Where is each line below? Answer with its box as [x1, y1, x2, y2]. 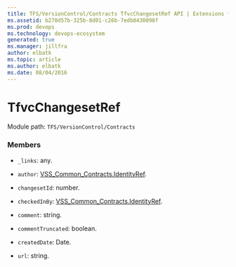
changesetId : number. [17, 183, 80, 192]
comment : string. [17, 210, 62, 219]
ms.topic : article [7, 56, 61, 63]
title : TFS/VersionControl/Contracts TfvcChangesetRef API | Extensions [7, 10, 225, 18]
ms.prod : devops [7, 23, 55, 30]
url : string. [17, 251, 49, 260]
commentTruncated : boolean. [17, 224, 97, 233]
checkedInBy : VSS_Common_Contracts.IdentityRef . [17, 197, 163, 205]
